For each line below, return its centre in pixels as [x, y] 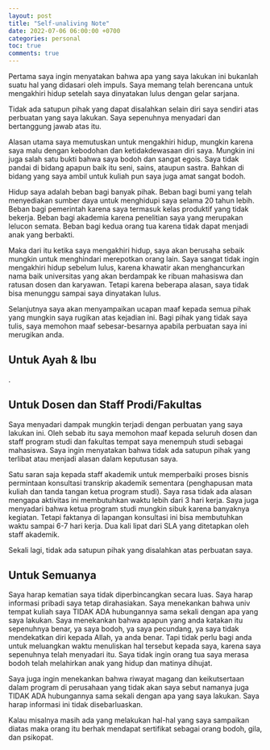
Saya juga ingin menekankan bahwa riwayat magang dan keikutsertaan [126, 679]
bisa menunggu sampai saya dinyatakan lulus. [85, 293]
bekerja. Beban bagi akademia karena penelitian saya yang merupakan [126, 218]
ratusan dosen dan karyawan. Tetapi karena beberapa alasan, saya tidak [129, 285]
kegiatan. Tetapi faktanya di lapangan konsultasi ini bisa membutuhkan [126, 517]
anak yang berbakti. [42, 235]
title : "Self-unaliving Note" [59, 23]
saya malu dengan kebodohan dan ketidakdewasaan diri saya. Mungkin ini [132, 151]
